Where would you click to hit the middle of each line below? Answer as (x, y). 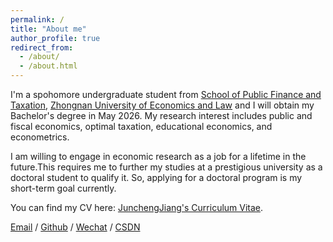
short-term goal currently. (63, 188)
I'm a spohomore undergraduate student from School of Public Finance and (166, 94)
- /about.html (48, 66)
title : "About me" (48, 29)
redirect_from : (42, 47)
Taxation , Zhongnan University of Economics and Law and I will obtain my (162, 105)
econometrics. (40, 137)
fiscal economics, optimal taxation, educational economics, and (141, 126)
